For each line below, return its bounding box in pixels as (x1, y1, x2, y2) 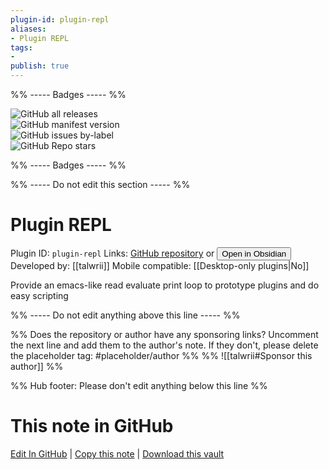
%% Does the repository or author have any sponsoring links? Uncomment (10, 328, 319, 340)
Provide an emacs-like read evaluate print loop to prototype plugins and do (10, 279, 320, 291)
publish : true (10, 61, 70, 71)
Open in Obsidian (221, 248, 287, 259)
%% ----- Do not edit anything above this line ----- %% (10, 309, 241, 321)
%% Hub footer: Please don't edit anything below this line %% (10, 379, 268, 391)
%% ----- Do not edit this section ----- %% (10, 179, 191, 190)
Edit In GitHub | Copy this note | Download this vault (10, 447, 225, 460)
